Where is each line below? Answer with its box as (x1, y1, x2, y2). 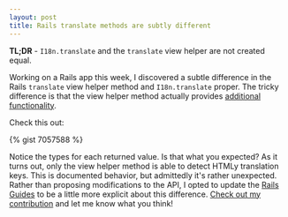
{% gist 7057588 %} (9, 134, 84, 145)
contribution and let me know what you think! (9, 198, 174, 208)
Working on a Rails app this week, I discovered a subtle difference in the (9, 71, 272, 82)
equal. (9, 55, 33, 65)
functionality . (9, 100, 57, 110)
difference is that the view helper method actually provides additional (9, 90, 261, 101)
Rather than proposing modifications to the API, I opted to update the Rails (9, 179, 280, 190)
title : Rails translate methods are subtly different (9, 21, 212, 30)
